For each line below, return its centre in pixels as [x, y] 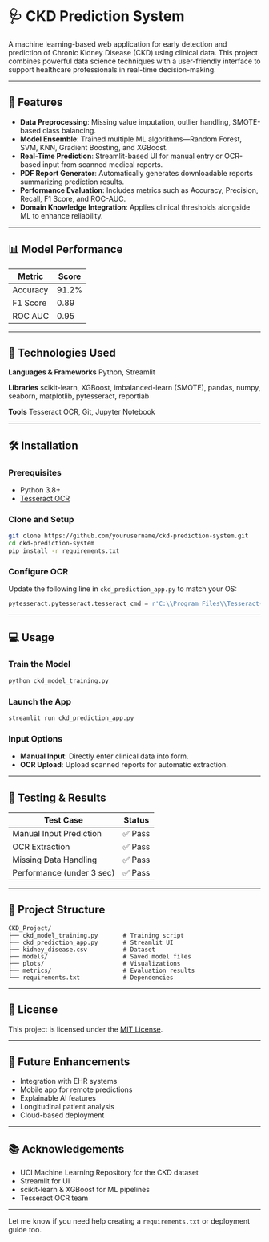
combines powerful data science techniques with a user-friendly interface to [135, 61]
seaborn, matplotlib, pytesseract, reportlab [79, 396]
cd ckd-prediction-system [51, 544]
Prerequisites [35, 472]
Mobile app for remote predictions [76, 1089]
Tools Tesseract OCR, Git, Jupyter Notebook [82, 412]
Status [137, 820]
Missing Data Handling [55, 860]
